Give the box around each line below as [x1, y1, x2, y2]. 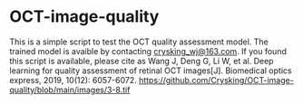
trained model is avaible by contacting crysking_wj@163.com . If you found [9, 45, 288, 56]
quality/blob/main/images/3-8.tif [9, 84, 131, 95]
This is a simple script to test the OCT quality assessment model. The [9, 36, 269, 47]
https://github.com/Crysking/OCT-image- [139, 74, 295, 85]
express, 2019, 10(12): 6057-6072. [9, 74, 138, 85]
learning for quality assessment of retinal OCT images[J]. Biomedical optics [9, 65, 292, 76]
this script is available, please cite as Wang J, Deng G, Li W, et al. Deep [9, 55, 274, 66]
